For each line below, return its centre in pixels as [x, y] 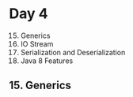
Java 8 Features [47, 61]
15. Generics [40, 86]
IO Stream [37, 43]
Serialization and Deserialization [73, 52]
